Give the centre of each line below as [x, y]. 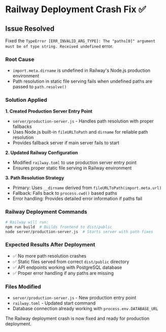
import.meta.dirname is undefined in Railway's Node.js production [81, 70]
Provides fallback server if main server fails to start [66, 143]
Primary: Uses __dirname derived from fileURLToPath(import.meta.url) [87, 188]
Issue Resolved [30, 28]
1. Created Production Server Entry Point [49, 111]
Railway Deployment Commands [46, 212]
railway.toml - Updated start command [54, 303]
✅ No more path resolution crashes [49, 256]
